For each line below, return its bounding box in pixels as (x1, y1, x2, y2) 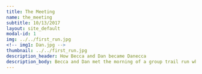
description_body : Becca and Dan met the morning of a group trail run (6, 58, 189, 64)
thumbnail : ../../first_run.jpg (6, 48, 87, 54)
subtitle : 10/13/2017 (6, 20, 61, 26)
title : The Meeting (6, 8, 55, 15)
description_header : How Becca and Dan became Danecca (6, 53, 147, 59)
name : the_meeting (6, 14, 52, 20)
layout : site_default (6, 25, 61, 32)
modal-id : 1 (6, 31, 36, 37)
